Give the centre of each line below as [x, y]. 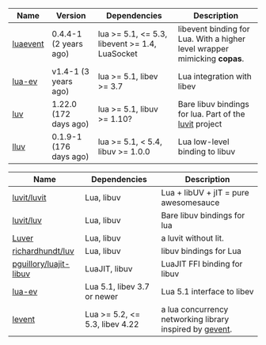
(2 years [67, 44]
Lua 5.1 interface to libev [207, 292]
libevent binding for [214, 29]
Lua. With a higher [212, 39]
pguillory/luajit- [41, 264]
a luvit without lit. [192, 238]
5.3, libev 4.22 [112, 324]
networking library [195, 319]
